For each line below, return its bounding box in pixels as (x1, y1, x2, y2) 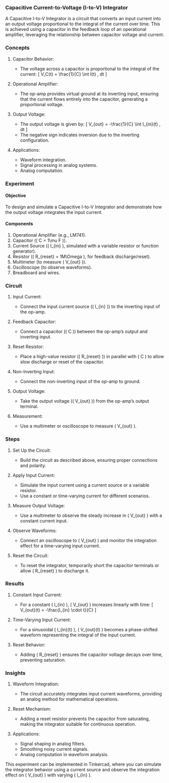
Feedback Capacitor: (12, 319, 57, 325)
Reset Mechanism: (12, 706, 51, 712)
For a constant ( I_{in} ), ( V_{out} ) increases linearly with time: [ (20, 601, 153, 607)
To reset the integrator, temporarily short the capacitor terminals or (20, 562, 159, 568)
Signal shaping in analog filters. (20, 741, 86, 747)
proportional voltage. (20, 101, 64, 107)
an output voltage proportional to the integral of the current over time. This (5, 21, 160, 27)
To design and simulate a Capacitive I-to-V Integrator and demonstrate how (5, 204, 162, 210)
